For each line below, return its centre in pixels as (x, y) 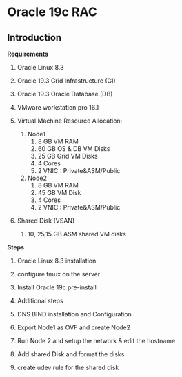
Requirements (28, 54)
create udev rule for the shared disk (68, 367)
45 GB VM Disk (59, 193)
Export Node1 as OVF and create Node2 (74, 327)
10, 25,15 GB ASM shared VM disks (77, 234)
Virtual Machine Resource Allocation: (70, 121)
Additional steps (40, 301)
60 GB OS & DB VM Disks (74, 149)
